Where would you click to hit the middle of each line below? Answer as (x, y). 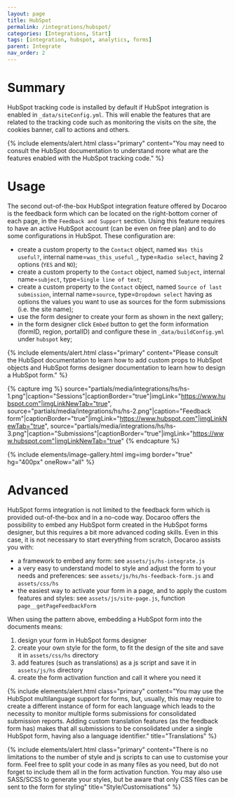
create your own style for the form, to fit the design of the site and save (121, 648)
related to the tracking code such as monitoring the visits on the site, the (112, 122)
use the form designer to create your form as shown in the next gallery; (120, 316)
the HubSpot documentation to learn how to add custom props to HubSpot (115, 360)
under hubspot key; (45, 339)
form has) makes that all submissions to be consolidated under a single (110, 728)
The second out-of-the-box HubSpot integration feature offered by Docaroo (117, 206)
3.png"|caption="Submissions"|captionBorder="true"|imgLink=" (100, 433)
